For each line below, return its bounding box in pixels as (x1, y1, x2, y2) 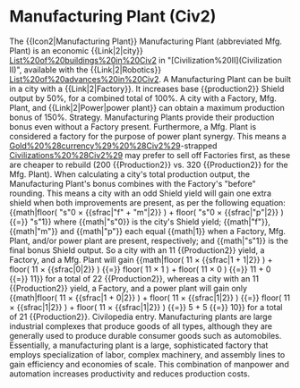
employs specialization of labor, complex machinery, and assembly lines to (9, 349, 286, 359)
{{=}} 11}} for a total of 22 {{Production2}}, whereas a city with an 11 (9, 273, 260, 283)
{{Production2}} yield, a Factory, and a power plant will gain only (9, 283, 248, 293)
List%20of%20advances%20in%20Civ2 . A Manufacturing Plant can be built (9, 73, 292, 84)
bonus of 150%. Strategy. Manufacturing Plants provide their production (9, 112, 275, 122)
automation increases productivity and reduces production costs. (9, 368, 251, 379)
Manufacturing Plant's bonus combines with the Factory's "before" (9, 178, 257, 189)
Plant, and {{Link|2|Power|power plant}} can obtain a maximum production (9, 102, 285, 113)
